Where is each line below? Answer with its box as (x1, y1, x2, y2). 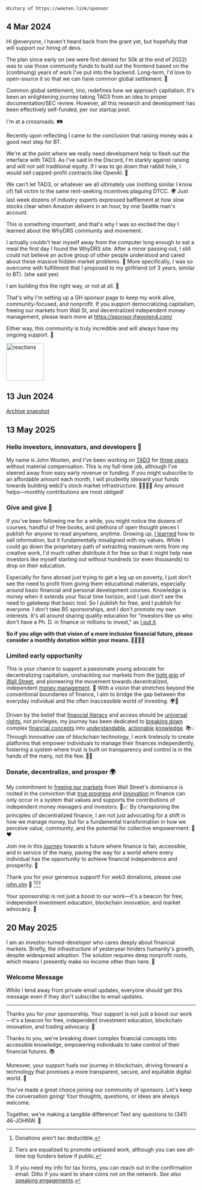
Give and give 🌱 (6, 504, 53, 512)
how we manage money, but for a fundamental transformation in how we (6, 818, 186, 825)
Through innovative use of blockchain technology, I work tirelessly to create (6, 733, 194, 740)
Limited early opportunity (6, 651, 83, 659)
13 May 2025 (6, 425, 56, 435)
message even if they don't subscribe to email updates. (6, 993, 144, 1000)
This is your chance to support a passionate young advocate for (6, 665, 165, 672)
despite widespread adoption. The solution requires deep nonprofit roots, (6, 951, 188, 958)
